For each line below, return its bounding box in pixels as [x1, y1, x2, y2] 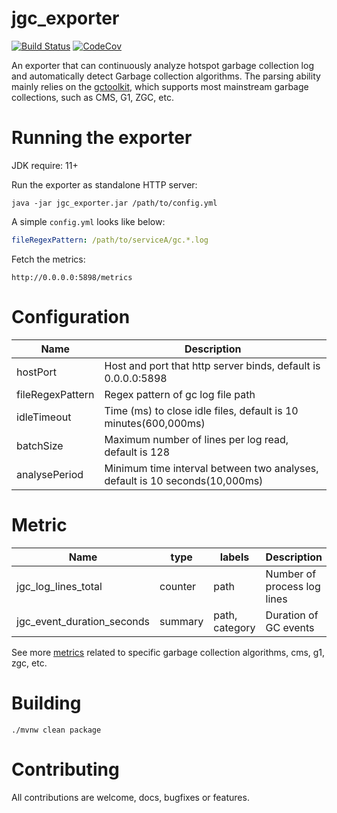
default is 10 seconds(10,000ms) [104, 473, 264, 487]
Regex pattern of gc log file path [104, 387, 256, 401]
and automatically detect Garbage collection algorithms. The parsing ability [11, 70, 321, 82]
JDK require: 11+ [11, 159, 79, 171]
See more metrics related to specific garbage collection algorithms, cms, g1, [11, 646, 326, 658]
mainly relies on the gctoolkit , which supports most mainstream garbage [11, 80, 309, 92]
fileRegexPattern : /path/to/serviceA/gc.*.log [11, 235, 209, 245]
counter [159, 579, 197, 593]
